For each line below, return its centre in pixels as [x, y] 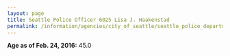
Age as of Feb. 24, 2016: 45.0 [49, 46]
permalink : [23, 26]
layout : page [26, 13]
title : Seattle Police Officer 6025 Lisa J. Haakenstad [88, 20]
